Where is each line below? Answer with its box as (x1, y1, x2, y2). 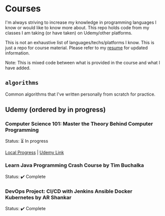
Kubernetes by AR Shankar (5, 194, 72, 201)
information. (5, 50, 30, 56)
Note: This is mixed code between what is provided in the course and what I (5, 59, 160, 65)
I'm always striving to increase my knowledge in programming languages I (5, 19, 157, 25)
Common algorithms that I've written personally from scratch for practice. (5, 91, 156, 97)
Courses (5, 3, 41, 14)
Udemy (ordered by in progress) (5, 106, 106, 114)
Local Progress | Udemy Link (5, 150, 64, 156)
